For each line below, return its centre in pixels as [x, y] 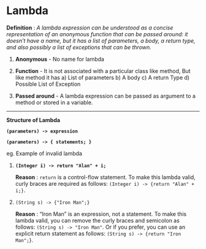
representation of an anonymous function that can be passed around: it [97, 34]
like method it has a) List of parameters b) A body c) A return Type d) [102, 77]
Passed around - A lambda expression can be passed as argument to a [105, 96]
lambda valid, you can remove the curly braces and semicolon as [97, 220]
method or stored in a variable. [54, 102]
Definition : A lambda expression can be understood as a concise [90, 28]
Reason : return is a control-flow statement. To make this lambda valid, [105, 177]
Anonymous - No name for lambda [59, 59]
